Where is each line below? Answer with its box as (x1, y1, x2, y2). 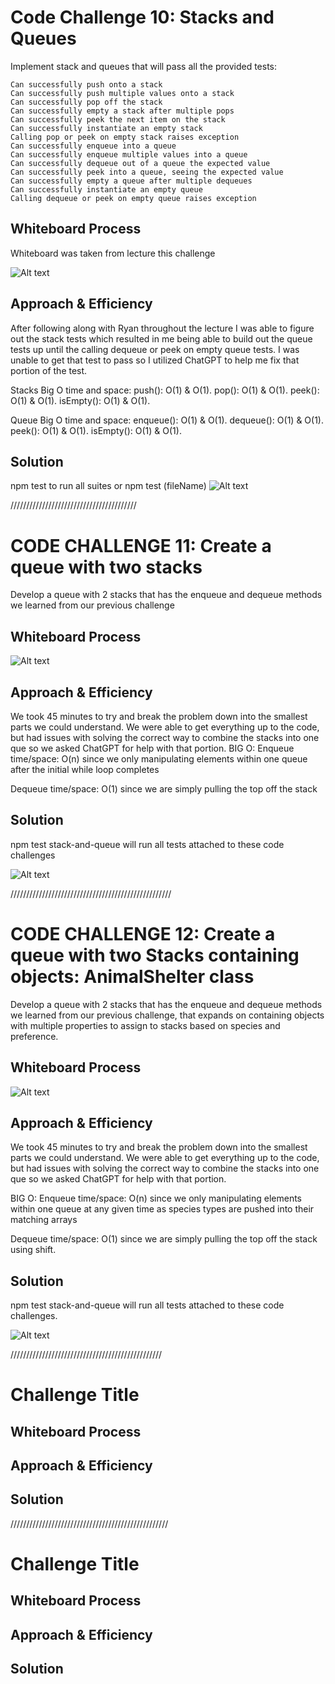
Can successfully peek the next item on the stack (10, 114, 226, 125)
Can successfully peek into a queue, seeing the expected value (10, 167, 284, 177)
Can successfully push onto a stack (10, 79, 163, 90)
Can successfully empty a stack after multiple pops (10, 106, 235, 116)
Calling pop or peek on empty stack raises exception (10, 132, 240, 142)
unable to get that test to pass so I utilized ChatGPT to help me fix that (10, 354, 300, 366)
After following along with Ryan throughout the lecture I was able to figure (10, 322, 315, 334)
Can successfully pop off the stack (10, 97, 163, 107)
